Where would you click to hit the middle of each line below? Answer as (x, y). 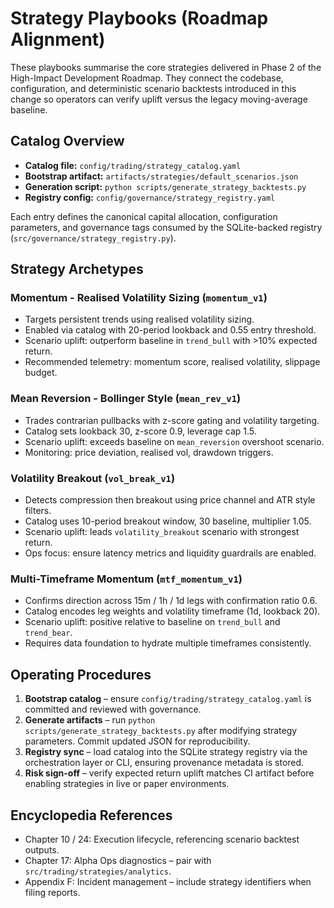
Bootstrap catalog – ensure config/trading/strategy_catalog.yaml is (168, 699)
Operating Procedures (81, 674)
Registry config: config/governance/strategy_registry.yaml (150, 197)
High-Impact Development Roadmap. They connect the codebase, (147, 78)
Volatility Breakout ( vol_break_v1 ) (93, 478)
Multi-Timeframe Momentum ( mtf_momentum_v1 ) (126, 579)
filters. (38, 511)
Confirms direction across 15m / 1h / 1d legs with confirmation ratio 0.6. (171, 601)
